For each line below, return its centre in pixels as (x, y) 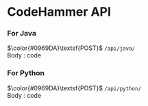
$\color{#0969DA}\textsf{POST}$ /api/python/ (74, 88)
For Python (26, 73)
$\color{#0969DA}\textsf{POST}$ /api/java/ (71, 48)
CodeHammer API (59, 12)
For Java (22, 34)
